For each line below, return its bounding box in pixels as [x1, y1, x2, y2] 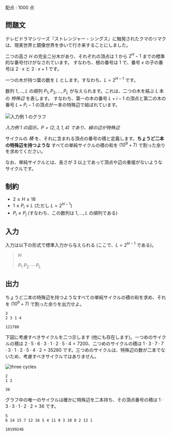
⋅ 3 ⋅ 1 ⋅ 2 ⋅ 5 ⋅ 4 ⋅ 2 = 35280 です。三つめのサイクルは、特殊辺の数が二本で [5, 347, 161, 353]
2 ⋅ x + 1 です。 [31, 66, 62, 72]
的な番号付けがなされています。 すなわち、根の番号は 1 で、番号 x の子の [5, 60, 159, 66]
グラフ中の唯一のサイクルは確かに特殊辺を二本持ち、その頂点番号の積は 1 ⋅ [5, 397, 163, 403]
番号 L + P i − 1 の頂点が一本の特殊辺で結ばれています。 [5, 102, 120, 109]
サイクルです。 [5, 166, 36, 172]
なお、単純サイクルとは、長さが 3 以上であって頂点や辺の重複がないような [5, 159, 163, 165]
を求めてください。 [5, 148, 46, 155]
